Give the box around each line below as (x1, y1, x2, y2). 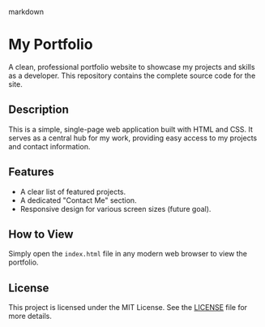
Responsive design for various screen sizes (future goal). (19, 204, 212, 213)
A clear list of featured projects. (19, 187, 126, 196)
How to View (8, 227, 74, 241)
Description (8, 103, 69, 117)
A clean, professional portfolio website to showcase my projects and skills (8, 62, 255, 71)
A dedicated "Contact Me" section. (19, 195, 137, 205)
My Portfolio (8, 36, 93, 54)
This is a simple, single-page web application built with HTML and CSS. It (8, 124, 254, 134)
